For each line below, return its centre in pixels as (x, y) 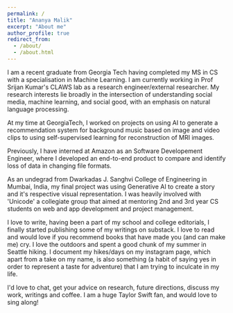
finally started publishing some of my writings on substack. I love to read (111, 230)
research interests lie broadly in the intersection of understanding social (110, 94)
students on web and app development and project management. (101, 209)
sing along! (23, 302)
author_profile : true (38, 33)
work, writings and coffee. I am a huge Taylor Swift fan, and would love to (112, 295)
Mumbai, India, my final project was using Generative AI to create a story (111, 186)
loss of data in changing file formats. (60, 166)
